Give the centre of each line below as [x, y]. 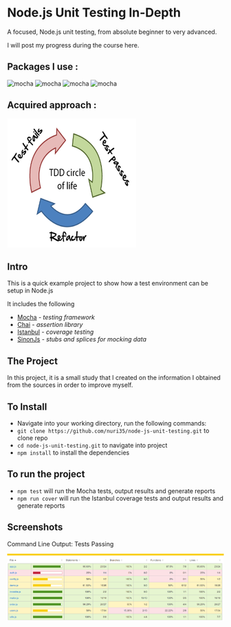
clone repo [32, 438]
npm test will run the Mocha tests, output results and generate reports [116, 490]
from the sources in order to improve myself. [70, 385]
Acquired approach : [52, 105]
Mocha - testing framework [56, 317]
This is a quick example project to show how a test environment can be [108, 283]
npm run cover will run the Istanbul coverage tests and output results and [120, 498]
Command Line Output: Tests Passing [60, 544]
